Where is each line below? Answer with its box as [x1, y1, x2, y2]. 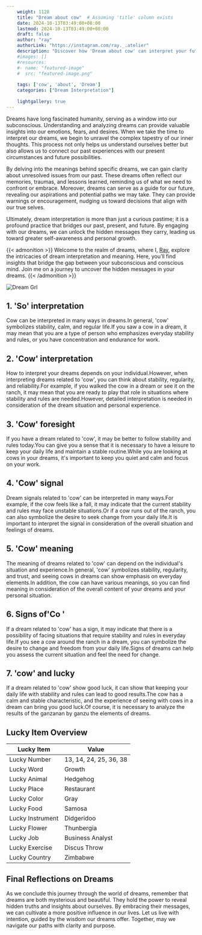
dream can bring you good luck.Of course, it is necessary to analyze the [6, 704, 185, 711]
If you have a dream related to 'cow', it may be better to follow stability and [6, 435, 191, 442]
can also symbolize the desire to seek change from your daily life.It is [6, 513, 178, 520]
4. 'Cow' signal [6, 478, 64, 488]
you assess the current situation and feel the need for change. [6, 650, 161, 658]
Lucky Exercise [9, 843, 52, 852]
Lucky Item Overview [6, 727, 88, 737]
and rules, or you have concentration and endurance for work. [6, 336, 161, 344]
